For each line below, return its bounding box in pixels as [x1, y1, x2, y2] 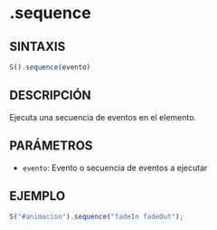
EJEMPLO [9, 188, 66, 204]
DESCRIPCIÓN [9, 88, 92, 103]
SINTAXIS [9, 39, 66, 54]
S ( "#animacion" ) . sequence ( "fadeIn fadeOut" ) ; [9, 212, 184, 222]
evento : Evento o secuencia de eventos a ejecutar [22, 162, 208, 173]
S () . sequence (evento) [9, 62, 91, 72]
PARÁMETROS [9, 139, 93, 154]
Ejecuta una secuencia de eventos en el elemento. [9, 111, 197, 122]
